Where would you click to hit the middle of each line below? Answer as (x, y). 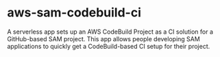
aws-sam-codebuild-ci (74, 13)
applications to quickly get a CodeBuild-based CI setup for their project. (109, 46)
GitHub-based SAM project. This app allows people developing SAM (103, 38)
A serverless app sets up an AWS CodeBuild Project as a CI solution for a (110, 32)
